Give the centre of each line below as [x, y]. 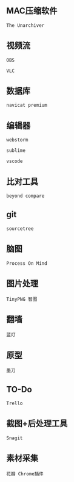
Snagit [15, 438]
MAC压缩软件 [32, 11]
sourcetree [20, 228]
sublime [16, 151]
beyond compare [25, 196]
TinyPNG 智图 [22, 299]
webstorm [17, 140]
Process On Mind [27, 263]
